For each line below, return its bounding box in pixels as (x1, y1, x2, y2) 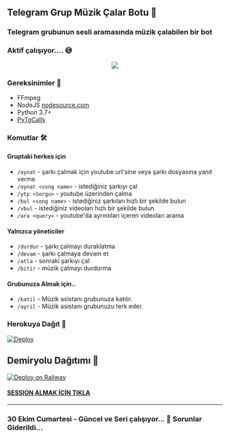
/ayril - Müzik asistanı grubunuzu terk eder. (16, 302, 144, 310)
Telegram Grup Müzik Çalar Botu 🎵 (7, 7, 157, 18)
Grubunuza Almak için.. (7, 279, 76, 288)
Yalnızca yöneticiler (7, 227, 65, 235)
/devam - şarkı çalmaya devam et (16, 249, 109, 258)
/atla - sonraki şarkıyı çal (16, 257, 90, 265)
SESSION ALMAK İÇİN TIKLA (7, 388, 90, 397)
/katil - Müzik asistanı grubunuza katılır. (16, 295, 133, 303)
